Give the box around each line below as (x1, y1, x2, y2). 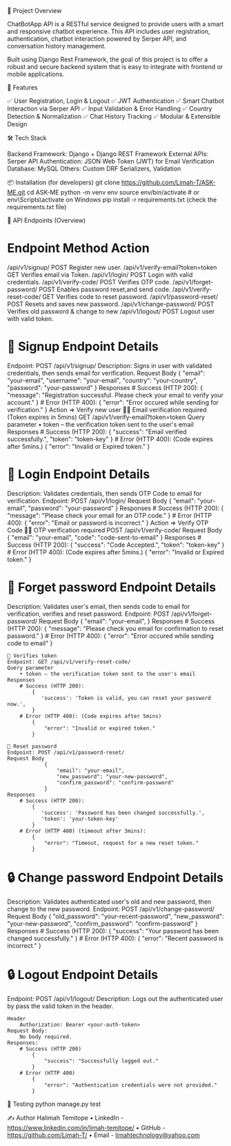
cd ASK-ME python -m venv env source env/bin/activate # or (26, 188, 200, 196)
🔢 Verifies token (7, 652, 57, 659)
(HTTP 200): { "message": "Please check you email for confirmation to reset (7, 624, 224, 632)
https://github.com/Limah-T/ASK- (121, 178, 216, 186)
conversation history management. (7, 42, 106, 50)
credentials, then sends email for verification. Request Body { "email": (7, 369, 205, 377)
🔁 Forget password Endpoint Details (7, 580, 217, 595)
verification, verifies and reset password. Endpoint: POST (7, 610, 170, 618)
